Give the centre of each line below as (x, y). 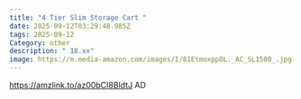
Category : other (40, 43)
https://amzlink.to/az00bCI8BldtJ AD (78, 85)
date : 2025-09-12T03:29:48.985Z (70, 26)
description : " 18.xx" (52, 51)
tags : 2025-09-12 (42, 34)
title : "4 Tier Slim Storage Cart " (78, 18)
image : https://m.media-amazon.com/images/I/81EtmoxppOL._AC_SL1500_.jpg (151, 59)
